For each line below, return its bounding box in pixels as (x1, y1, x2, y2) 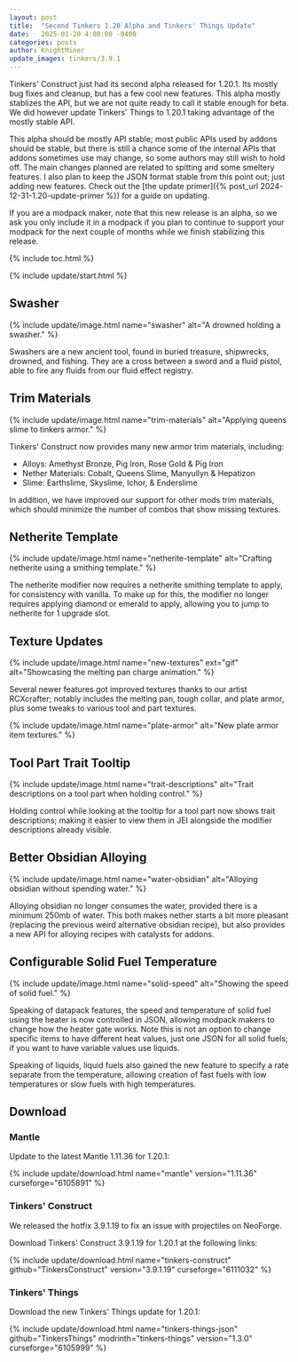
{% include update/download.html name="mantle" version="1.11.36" (9, 1168, 257, 1179)
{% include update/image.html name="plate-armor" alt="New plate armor (9, 721, 279, 731)
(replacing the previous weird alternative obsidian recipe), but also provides (9, 919, 286, 929)
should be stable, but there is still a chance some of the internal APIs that (9, 143, 277, 154)
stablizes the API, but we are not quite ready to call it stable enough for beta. (9, 98, 289, 108)
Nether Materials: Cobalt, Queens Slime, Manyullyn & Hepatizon (21, 467, 255, 478)
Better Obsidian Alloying (9, 850, 147, 865)
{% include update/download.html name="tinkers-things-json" (9, 1323, 238, 1334)
